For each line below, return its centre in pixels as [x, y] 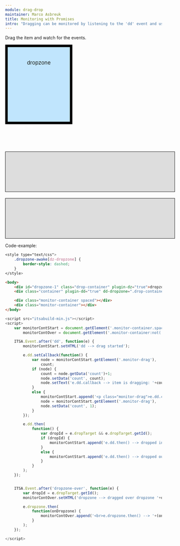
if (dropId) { [55, 438]
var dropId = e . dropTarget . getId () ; [61, 493]
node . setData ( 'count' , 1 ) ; [69, 406]
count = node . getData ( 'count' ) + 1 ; [76, 373]
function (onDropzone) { [56, 511]
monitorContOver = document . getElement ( [65, 333]
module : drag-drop [24, 10]
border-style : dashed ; [46, 264]
